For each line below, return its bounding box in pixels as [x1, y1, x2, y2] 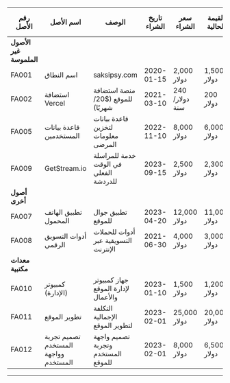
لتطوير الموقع [93, 321, 133, 330]
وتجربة [93, 340, 113, 349]
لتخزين [93, 123, 113, 132]
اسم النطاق [44, 70, 78, 80]
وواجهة [44, 349, 65, 358]
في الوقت [93, 159, 122, 169]
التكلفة [93, 303, 113, 313]
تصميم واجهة [93, 332, 130, 341]
